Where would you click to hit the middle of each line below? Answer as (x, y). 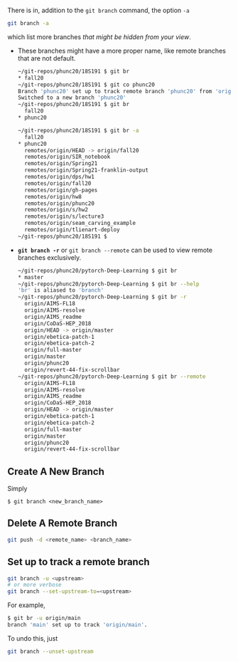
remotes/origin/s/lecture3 (64, 216)
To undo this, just (33, 638)
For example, (27, 605)
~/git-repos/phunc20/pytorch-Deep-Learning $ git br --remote (112, 377)
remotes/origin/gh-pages (61, 190)
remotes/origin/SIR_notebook (67, 157)
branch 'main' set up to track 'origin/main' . (77, 625)
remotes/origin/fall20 (58, 183)
